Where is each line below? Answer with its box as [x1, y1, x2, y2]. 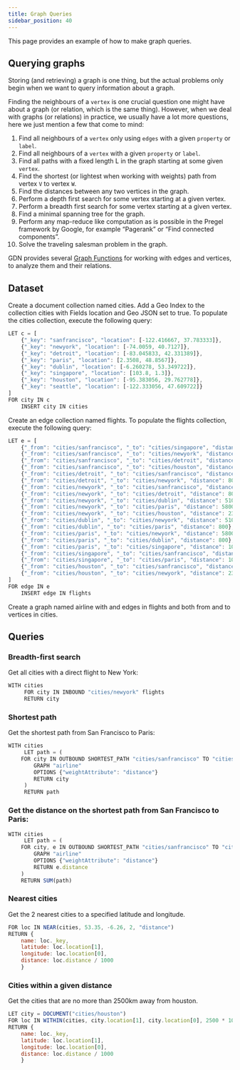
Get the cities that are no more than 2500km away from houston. [8, 997, 198, 1005]
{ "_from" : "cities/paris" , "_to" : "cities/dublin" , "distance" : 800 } [21, 536, 232, 544]
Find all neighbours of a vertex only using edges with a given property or [18, 134, 231, 143]
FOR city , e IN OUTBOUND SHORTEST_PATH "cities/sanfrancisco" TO [21, 844, 219, 851]
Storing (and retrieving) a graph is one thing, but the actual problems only [8, 76, 224, 85]
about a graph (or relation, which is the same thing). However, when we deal [8, 105, 232, 114]
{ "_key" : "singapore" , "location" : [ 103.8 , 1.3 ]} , [21, 370, 174, 377]
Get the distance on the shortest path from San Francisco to [8, 806, 219, 816]
